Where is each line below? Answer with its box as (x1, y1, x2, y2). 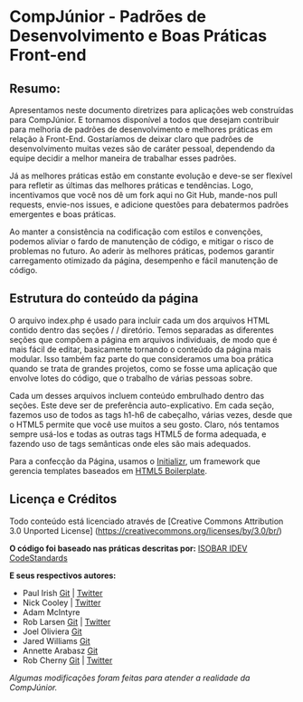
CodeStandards (9, 552, 68, 563)
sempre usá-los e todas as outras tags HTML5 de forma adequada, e (9, 428, 267, 440)
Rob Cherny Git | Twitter (22, 654, 113, 666)
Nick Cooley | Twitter (22, 597, 101, 608)
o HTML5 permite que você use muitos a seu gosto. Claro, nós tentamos (9, 419, 279, 430)
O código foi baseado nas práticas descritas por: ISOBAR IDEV (9, 543, 248, 554)
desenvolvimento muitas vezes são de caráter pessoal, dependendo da (9, 143, 276, 154)
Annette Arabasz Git (22, 645, 99, 656)
